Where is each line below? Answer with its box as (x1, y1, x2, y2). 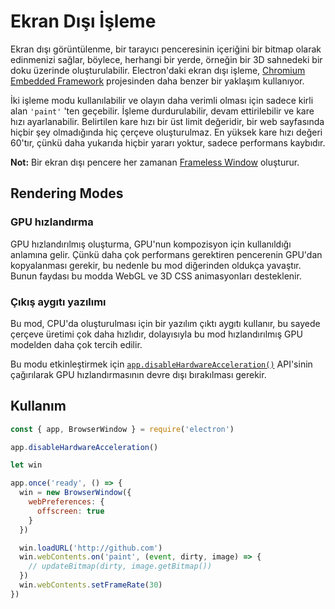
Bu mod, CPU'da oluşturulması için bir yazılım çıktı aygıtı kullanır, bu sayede (10, 317, 321, 329)
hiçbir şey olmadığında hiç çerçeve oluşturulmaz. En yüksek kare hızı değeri (10, 126, 323, 138)
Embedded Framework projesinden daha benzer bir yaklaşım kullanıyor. (10, 75, 305, 87)
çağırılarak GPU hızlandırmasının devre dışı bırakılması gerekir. (10, 368, 267, 380)
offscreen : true (36, 506, 105, 516)
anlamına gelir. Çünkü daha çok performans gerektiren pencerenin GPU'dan (10, 248, 323, 260)
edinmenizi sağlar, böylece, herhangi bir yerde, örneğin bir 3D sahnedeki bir (10, 53, 323, 65)
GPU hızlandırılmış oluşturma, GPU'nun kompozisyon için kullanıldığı (10, 238, 292, 250)
